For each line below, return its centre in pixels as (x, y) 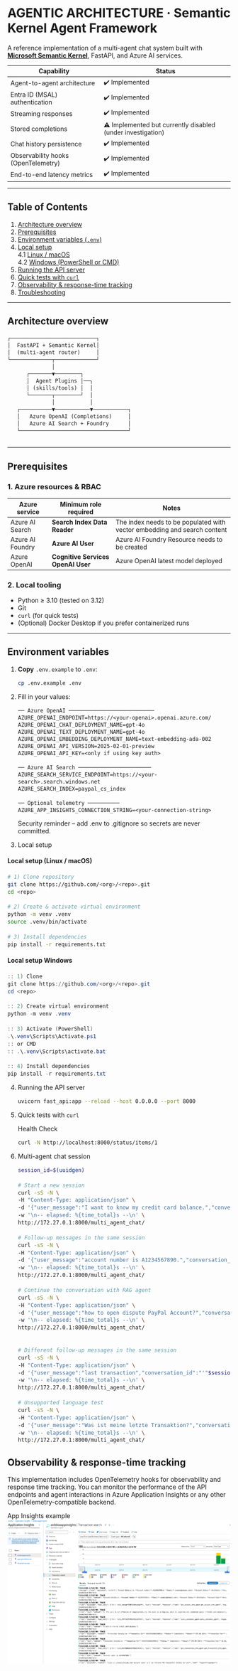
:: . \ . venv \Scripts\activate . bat (57, 1051)
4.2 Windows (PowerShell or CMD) (68, 262)
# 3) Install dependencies (47, 936)
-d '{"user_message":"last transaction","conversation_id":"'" (113, 1373)
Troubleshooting (41, 292)
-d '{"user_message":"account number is (78, 1260)
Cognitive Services (81, 557)
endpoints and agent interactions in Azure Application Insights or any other (117, 1495)
